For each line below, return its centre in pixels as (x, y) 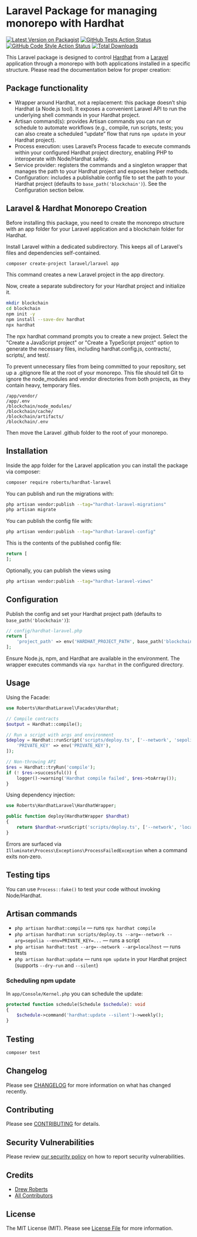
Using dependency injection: (41, 795)
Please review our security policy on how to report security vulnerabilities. (96, 1156)
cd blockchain (23, 309)
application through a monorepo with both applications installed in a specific (98, 64)
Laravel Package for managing (81, 11)
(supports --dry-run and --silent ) (56, 965)
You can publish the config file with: (49, 521)
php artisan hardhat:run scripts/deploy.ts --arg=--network (89, 935)
